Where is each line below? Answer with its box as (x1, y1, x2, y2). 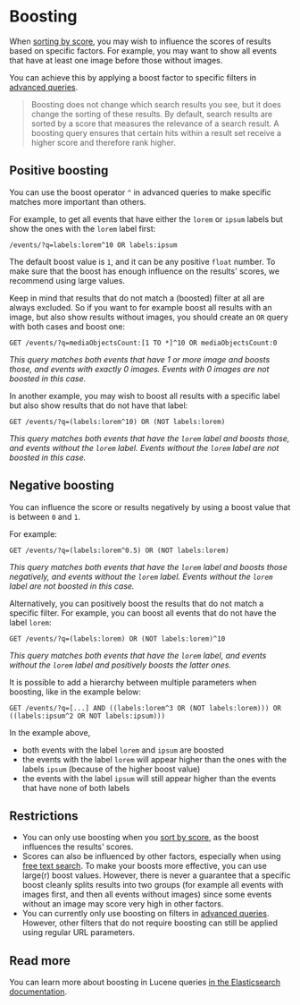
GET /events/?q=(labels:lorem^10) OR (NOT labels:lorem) (9, 417, 226, 426)
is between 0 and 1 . (9, 511, 80, 522)
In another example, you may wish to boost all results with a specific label (9, 390, 280, 401)
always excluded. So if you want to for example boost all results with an (9, 302, 272, 312)
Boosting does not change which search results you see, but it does (30, 98, 281, 109)
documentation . (9, 986, 68, 997)
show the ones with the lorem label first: (9, 223, 156, 234)
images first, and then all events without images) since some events (21, 889, 272, 900)
